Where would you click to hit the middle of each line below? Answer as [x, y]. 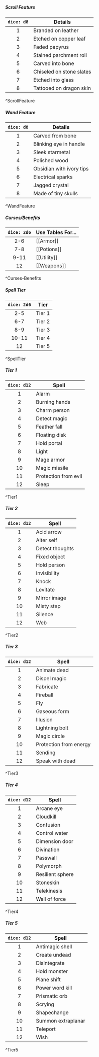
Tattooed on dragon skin [62, 88]
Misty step [48, 606]
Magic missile [52, 468]
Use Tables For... [56, 232]
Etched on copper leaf [60, 39]
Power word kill [54, 988]
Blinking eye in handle [59, 144]
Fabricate [47, 686]
